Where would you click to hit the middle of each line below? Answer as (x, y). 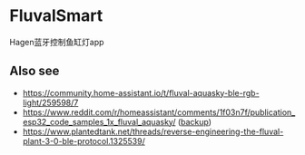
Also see (34, 71)
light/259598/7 (50, 102)
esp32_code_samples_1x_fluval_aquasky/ (99, 121)
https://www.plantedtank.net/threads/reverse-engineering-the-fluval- (153, 131)
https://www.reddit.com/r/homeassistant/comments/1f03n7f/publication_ (159, 112)
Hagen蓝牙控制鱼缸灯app (57, 42)
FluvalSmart (56, 16)
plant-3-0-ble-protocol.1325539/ (84, 140)
